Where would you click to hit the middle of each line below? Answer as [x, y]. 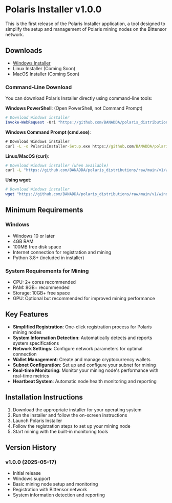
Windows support [31, 479]
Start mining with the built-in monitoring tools [60, 431]
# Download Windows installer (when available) [57, 165]
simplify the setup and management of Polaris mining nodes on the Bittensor [86, 29]
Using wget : [18, 180]
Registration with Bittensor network [50, 490]
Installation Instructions [44, 397]
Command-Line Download [39, 87]
